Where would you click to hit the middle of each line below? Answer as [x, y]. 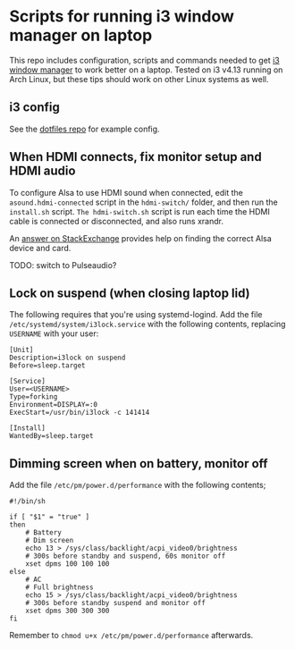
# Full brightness [59, 587]
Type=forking [34, 397]
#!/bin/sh [28, 501]
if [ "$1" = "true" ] [50, 517]
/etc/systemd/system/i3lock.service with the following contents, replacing [147, 324]
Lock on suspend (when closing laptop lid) [130, 293]
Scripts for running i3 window [122, 17]
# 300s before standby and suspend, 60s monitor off [126, 556]
